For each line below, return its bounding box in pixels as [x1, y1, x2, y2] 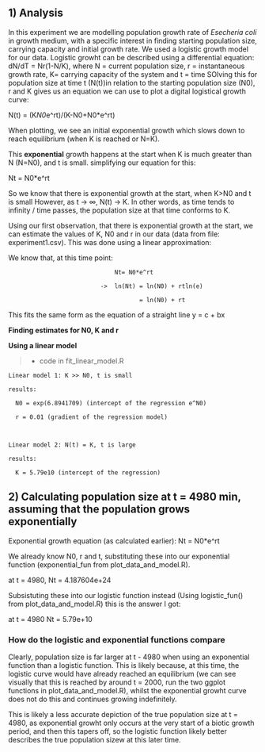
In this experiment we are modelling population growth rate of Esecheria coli [8, 27, 257, 36]
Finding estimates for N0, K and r [8, 325, 119, 335]
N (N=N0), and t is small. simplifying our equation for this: [8, 158, 196, 167]
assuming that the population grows [8, 503, 191, 516]
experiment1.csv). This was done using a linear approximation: [8, 237, 212, 247]
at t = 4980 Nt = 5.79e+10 [8, 614, 93, 623]
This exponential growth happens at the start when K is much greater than [8, 149, 252, 159]
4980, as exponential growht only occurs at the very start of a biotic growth [8, 718, 255, 727]
